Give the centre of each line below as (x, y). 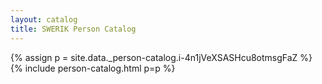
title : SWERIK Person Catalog (73, 29)
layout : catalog (44, 19)
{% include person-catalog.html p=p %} (93, 68)
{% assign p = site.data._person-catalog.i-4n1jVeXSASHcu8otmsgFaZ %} (161, 57)
